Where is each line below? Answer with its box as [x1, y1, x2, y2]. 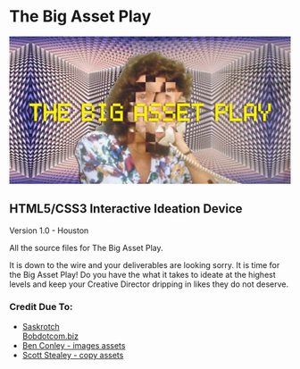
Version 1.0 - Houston [9, 225, 89, 236]
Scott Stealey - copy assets [21, 349, 124, 360]
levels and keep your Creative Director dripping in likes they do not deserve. [9, 279, 289, 289]
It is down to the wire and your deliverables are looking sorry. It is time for [9, 259, 280, 270]
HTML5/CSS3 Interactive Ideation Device [9, 201, 243, 216]
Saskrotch [21, 321, 60, 331]
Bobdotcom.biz [21, 331, 79, 341]
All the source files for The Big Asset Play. [9, 242, 163, 253]
